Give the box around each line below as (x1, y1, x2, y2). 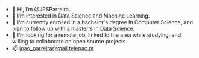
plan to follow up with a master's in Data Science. (11, 25, 135, 32)
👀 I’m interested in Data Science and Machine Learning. (11, 12, 150, 19)
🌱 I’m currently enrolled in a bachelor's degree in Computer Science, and (11, 19, 194, 25)
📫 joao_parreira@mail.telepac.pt (11, 45, 95, 51)
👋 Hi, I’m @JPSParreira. (11, 6, 71, 13)
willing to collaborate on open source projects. (11, 38, 128, 45)
